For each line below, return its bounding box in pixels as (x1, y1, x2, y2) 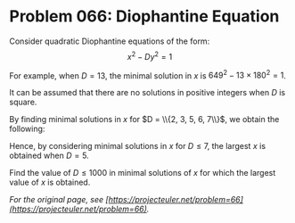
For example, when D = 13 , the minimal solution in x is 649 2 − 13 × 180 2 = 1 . (9, 69, 287, 81)
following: (9, 123, 45, 135)
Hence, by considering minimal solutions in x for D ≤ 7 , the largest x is (9, 141, 266, 152)
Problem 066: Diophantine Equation (9, 6, 280, 27)
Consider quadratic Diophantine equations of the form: (9, 36, 210, 46)
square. (9, 96, 37, 108)
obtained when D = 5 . (9, 150, 89, 161)
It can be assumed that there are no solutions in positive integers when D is (9, 87, 286, 98)
